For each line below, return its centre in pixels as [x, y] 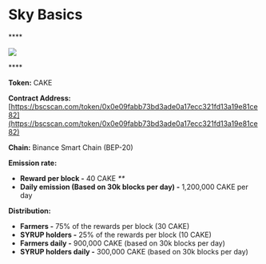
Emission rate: [33, 163]
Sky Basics [46, 15]
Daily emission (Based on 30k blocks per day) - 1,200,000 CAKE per [134, 187]
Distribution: [30, 211]
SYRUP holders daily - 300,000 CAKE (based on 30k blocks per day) [134, 251]
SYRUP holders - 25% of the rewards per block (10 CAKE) [115, 234]
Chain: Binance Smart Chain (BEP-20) [71, 147]
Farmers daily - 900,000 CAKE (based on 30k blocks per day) [123, 243]
